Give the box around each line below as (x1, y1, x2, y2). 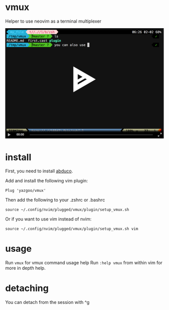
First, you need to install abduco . (5, 168, 73, 174)
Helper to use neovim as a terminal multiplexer (5, 18, 102, 24)
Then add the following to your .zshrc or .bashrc (5, 197, 105, 203)
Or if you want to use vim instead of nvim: (5, 216, 92, 222)
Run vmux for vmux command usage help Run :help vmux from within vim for (5, 260, 162, 266)
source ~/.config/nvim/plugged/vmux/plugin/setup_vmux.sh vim (5, 227, 138, 232)
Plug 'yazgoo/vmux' (5, 188, 46, 193)
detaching (5, 283, 49, 294)
